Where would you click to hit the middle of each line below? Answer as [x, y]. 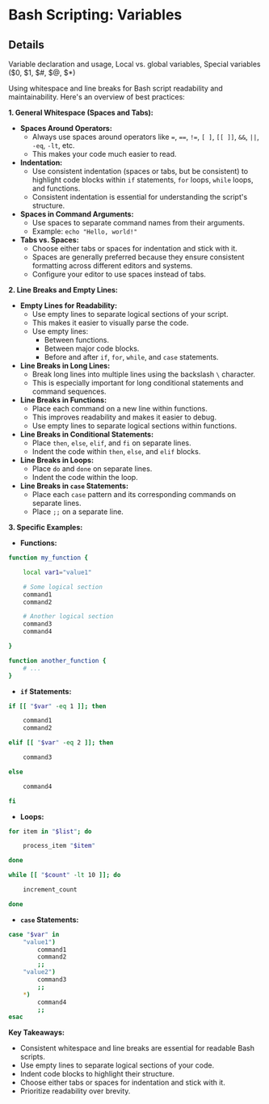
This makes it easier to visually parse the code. [110, 322]
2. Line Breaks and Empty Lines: [63, 290]
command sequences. [69, 391]
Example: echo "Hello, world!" [85, 231]
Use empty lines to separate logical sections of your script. [130, 314]
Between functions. [77, 340]
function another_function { [57, 660]
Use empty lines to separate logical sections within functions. [134, 426]
